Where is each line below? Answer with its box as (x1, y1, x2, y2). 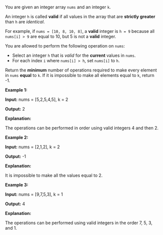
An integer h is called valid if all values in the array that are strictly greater (5, 14, 156, 19)
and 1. (5, 225, 17, 231)
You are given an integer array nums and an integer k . (5, 4, 111, 10)
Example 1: (5, 87, 28, 93)
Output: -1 (5, 154, 26, 159)
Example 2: (5, 135, 28, 140)
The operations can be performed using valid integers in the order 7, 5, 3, (5, 220, 153, 226)
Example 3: (5, 182, 28, 188)
